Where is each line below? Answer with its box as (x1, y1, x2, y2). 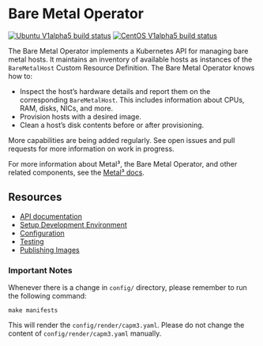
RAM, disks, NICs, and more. (19, 103, 113, 113)
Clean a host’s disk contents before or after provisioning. (19, 120, 205, 130)
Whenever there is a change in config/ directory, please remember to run (8, 283, 247, 292)
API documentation (19, 211, 83, 221)
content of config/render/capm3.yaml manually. (8, 329, 162, 338)
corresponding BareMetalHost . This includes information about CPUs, (19, 95, 245, 104)
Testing (19, 236, 45, 246)
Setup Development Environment (19, 220, 128, 229)
